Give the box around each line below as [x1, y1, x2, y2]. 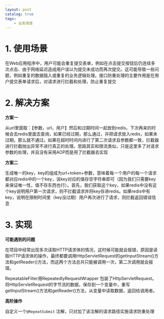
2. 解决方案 [5, 98, 50, 109]
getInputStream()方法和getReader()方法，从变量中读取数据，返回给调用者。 [5, 288, 158, 294]
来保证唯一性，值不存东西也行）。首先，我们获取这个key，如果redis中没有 [5, 182, 153, 188]
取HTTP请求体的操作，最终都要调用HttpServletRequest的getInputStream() [5, 253, 155, 259]
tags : [5, 16, 16, 21]
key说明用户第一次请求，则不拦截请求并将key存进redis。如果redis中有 [9, 188, 150, 194]
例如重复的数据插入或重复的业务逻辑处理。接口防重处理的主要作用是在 [13, 73, 155, 79]
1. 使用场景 [5, 43, 48, 54]
